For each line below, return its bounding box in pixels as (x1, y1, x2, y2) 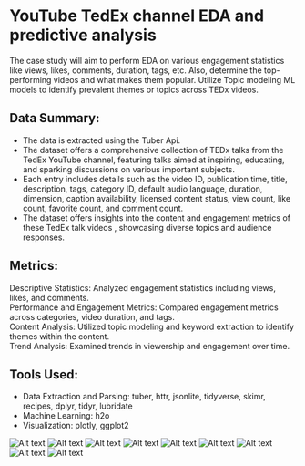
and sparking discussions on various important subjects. (22, 163, 235, 174)
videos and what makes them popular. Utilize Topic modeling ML (53, 74, 296, 85)
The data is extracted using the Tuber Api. (22, 134, 181, 146)
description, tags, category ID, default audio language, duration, (22, 183, 263, 194)
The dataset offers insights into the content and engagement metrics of (22, 212, 291, 223)
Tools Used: (9, 367, 79, 382)
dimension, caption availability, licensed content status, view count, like (22, 192, 291, 203)
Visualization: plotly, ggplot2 (22, 420, 129, 431)
